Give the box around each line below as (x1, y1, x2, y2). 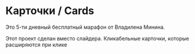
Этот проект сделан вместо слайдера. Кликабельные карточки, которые (5, 35, 190, 42)
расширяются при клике (5, 41, 67, 48)
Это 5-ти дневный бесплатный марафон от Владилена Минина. (5, 23, 166, 31)
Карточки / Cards (5, 4, 95, 18)
